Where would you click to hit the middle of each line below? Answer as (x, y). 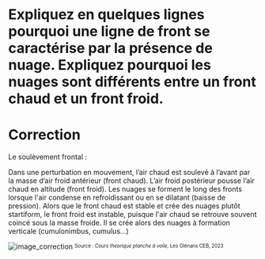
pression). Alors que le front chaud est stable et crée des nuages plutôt (124, 206)
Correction (44, 135)
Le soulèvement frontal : (48, 157)
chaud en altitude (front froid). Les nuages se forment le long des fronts (125, 189)
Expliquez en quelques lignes (106, 15)
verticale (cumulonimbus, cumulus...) (68, 231)
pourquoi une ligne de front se (109, 31)
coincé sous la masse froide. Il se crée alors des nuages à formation (119, 223)
